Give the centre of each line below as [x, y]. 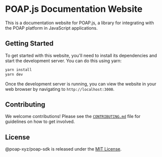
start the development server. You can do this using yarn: [63, 61]
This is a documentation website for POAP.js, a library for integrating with [80, 23]
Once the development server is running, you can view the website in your [81, 84]
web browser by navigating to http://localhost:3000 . [60, 89]
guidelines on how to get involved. [40, 121]
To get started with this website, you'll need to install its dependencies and [81, 55]
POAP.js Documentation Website [74, 9]
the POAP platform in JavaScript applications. [51, 28]
